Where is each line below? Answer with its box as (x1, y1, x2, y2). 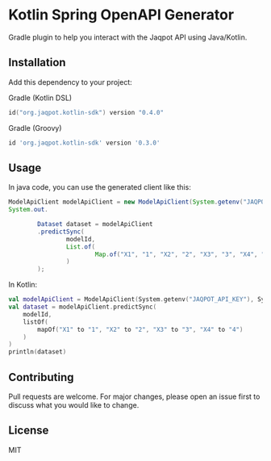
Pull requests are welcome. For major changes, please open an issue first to (8, 392, 261, 401)
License (8, 424, 49, 438)
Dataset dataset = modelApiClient (37, 220, 153, 228)
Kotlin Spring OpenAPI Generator (8, 6, 235, 24)
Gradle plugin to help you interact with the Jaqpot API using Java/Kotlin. (8, 32, 248, 42)
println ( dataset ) (8, 348, 67, 356)
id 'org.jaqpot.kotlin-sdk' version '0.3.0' (8, 139, 161, 147)
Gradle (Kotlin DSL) (8, 93, 73, 103)
